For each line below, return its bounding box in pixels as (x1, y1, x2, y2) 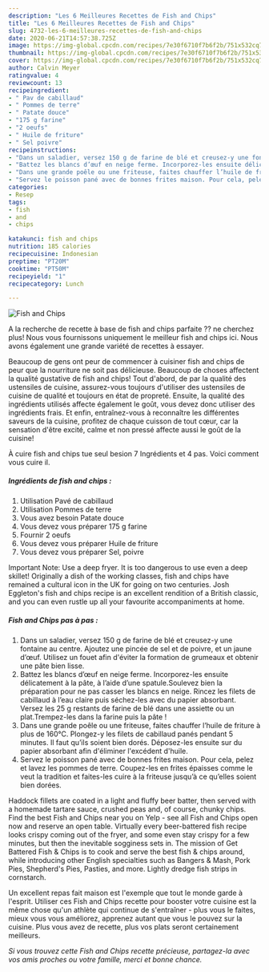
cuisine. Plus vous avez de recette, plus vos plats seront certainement (8, 922, 239, 932)
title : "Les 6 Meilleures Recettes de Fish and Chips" (8, 19, 195, 27)
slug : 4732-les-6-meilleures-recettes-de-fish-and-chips (8, 26, 203, 34)
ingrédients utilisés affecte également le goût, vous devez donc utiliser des (8, 399, 255, 409)
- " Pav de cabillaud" (8, 94, 84, 102)
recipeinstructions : (8, 146, 78, 154)
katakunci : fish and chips (8, 235, 98, 243)
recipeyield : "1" (8, 272, 66, 281)
